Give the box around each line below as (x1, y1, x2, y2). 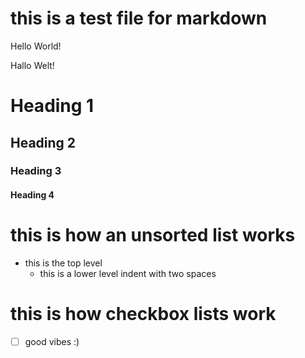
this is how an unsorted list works (10, 224, 296, 247)
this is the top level (24, 257, 103, 269)
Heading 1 (10, 95, 95, 117)
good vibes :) (24, 335, 80, 347)
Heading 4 (10, 189, 55, 201)
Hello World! (10, 40, 62, 52)
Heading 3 (10, 164, 62, 178)
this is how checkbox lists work (10, 303, 277, 326)
